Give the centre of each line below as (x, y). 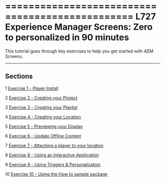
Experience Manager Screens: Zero (79, 27)
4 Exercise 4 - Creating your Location (43, 117)
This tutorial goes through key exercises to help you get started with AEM (79, 51)
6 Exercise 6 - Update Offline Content (43, 136)
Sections (19, 76)
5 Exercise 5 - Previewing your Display (44, 126)
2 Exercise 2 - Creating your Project (41, 98)
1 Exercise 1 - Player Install (32, 88)
